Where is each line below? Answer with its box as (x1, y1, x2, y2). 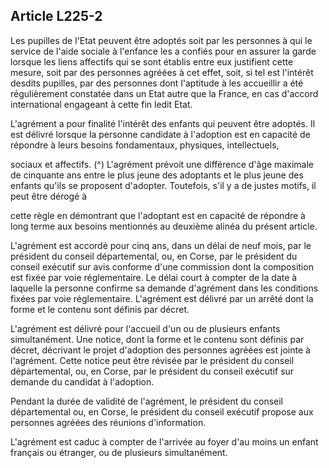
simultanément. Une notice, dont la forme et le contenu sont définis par (10, 333, 305, 345)
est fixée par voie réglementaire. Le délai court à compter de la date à (10, 271, 298, 283)
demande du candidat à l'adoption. (10, 375, 155, 388)
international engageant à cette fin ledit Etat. (10, 98, 193, 110)
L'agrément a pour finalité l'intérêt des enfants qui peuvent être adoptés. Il (10, 117, 316, 129)
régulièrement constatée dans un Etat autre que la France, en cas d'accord (10, 87, 319, 99)
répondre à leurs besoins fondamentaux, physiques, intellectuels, (10, 139, 280, 151)
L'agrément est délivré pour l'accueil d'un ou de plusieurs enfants (10, 322, 281, 334)
